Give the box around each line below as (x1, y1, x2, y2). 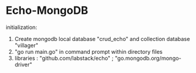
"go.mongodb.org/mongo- (114, 54, 181, 62)
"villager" (14, 42, 38, 49)
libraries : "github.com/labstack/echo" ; (14, 54, 114, 62)
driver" (14, 61, 32, 68)
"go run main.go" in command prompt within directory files (14, 48, 163, 55)
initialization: (5, 24, 37, 31)
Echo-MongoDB (5, 4, 89, 17)
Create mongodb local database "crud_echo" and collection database (14, 35, 191, 42)
